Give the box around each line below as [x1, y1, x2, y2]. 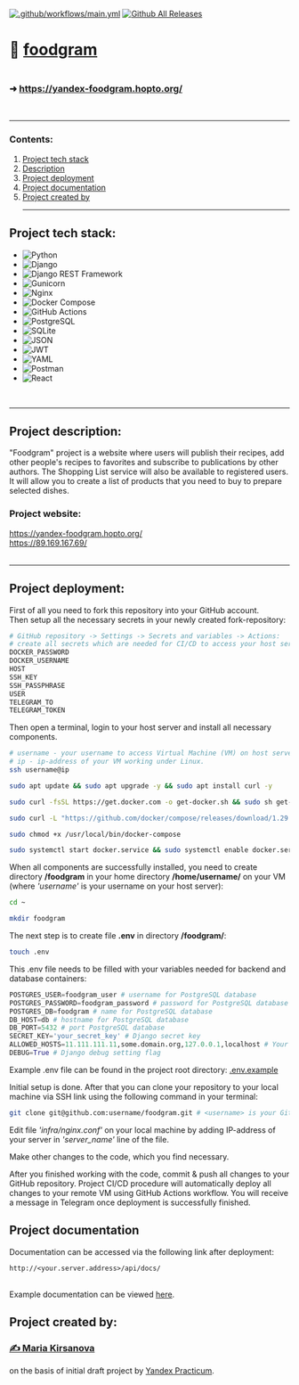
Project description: [9, 423, 122, 438]
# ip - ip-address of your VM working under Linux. [9, 758, 205, 766]
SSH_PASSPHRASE [9, 681, 66, 690]
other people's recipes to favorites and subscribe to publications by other [9, 457, 279, 468]
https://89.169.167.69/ [9, 537, 87, 548]
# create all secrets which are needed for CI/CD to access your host [9, 640, 277, 649]
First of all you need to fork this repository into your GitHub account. [9, 604, 260, 615]
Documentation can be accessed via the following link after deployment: [9, 1246, 274, 1257]
